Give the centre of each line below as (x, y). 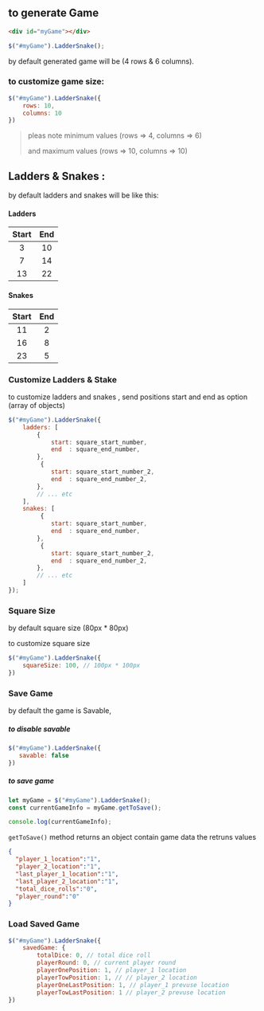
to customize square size (49, 644)
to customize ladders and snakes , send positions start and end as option (128, 397)
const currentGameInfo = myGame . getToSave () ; (85, 808)
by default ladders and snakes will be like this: (83, 195)
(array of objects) (37, 405)
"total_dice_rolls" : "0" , (56, 889)
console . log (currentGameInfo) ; (60, 822)
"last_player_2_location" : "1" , (67, 881)
